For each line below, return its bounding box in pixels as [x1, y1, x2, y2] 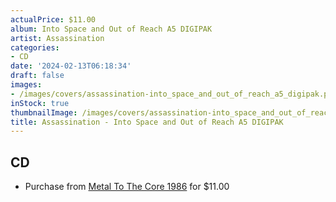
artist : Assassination [10, 33, 105, 43]
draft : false [10, 71, 65, 81]
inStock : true [10, 98, 70, 108]
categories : [10, 42, 60, 53]
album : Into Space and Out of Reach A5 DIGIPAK [10, 24, 213, 34]
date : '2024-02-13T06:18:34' [10, 61, 132, 71]
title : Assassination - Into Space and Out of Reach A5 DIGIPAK [10, 117, 284, 127]
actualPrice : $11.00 [10, 14, 97, 25]
